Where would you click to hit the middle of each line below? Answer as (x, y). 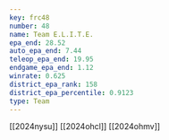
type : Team (30, 101)
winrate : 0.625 (38, 76)
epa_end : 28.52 (38, 43)
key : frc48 (30, 17)
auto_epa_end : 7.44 (46, 51)
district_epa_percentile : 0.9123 (72, 92)
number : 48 (30, 26)
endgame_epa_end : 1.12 (51, 68)
